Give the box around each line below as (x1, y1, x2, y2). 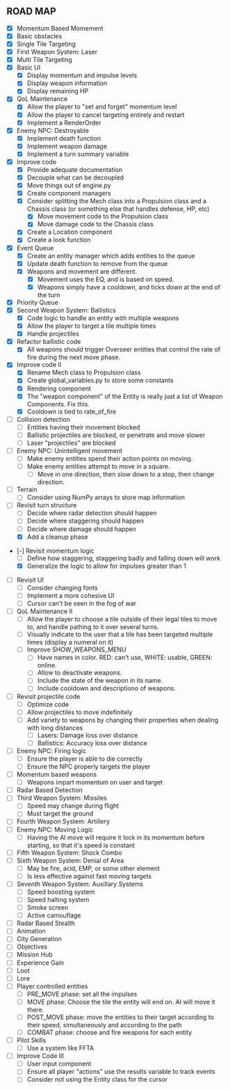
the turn (37, 290, 60, 299)
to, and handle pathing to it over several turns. (26, 623, 159, 631)
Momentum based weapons (16, 771, 97, 779)
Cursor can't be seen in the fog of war (26, 599, 137, 608)
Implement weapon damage (26, 142, 107, 150)
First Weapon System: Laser (16, 48, 98, 56)
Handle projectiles (26, 330, 79, 338)
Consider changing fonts (26, 583, 98, 592)
